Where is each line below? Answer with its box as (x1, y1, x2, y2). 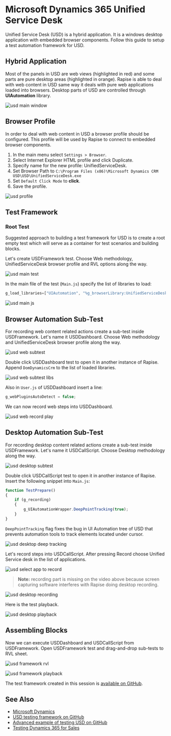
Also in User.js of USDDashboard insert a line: (5, 384, 103, 390)
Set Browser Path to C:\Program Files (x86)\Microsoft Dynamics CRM (12, 168, 159, 174)
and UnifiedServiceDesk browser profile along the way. (5, 339, 121, 345)
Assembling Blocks (5, 626, 68, 635)
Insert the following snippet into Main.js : (5, 478, 90, 484)
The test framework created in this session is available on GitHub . (5, 680, 143, 686)
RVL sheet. (5, 651, 28, 657)
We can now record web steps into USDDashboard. (5, 403, 113, 410)
